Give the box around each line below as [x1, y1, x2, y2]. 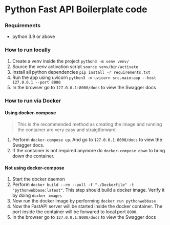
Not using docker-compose [5, 165, 65, 171]
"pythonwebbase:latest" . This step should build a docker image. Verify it [12, 187, 165, 193]
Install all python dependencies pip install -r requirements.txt [12, 69, 151, 75]
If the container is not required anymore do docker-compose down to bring [12, 147, 165, 153]
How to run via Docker [5, 97, 61, 104]
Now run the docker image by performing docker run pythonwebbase [12, 198, 156, 204]
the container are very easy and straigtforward [17, 127, 116, 133]
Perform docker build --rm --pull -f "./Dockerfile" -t [12, 181, 134, 188]
